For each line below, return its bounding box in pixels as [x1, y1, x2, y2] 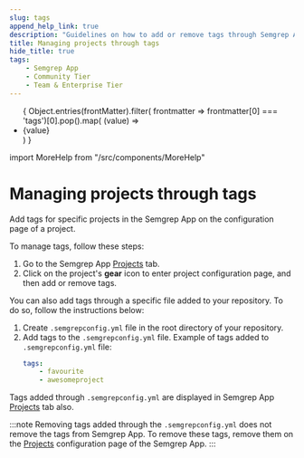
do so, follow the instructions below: [9, 304, 145, 315]
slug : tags [9, 13, 51, 23]
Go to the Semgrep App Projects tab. [22, 258, 160, 269]
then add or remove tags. [22, 277, 118, 288]
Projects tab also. [9, 402, 74, 413]
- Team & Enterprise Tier [25, 81, 124, 90]
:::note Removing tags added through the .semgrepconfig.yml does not [9, 419, 272, 430]
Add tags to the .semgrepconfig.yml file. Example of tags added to [22, 331, 270, 342]
